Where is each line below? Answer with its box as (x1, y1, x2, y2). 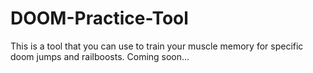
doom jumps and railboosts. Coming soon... (10, 50, 190, 62)
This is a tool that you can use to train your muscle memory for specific (10, 40, 304, 52)
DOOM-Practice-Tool (10, 7, 189, 30)
